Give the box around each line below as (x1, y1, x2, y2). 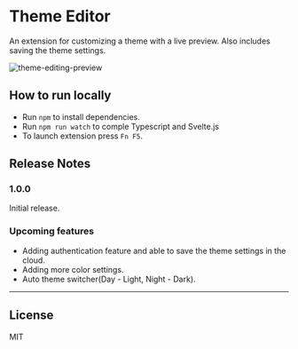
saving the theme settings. (9, 44, 106, 55)
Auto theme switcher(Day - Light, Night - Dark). (21, 274, 197, 284)
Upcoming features (9, 225, 95, 237)
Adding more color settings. (21, 264, 124, 274)
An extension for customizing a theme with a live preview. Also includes (9, 36, 271, 46)
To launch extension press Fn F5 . (21, 131, 144, 141)
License (9, 308, 54, 323)
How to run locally (9, 88, 112, 103)
